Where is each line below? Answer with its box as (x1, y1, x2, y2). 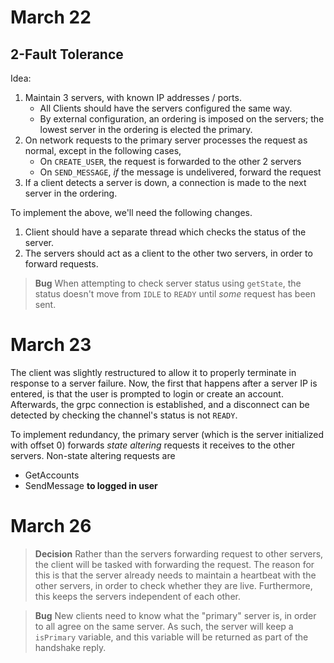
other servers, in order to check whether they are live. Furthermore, (34, 579, 313, 591)
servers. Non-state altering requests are (10, 449, 176, 461)
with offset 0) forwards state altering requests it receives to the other (10, 439, 296, 451)
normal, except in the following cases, (24, 145, 182, 156)
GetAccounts (24, 469, 80, 481)
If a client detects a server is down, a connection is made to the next (24, 177, 307, 188)
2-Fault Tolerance (10, 46, 124, 63)
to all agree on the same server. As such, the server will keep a (34, 620, 294, 632)
